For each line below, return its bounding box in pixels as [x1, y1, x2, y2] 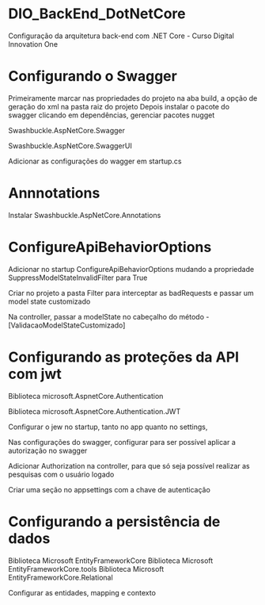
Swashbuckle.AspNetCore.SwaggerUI [8, 140, 132, 151]
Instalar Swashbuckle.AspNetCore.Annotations [8, 210, 161, 220]
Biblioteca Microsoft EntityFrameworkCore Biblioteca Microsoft [8, 556, 214, 565]
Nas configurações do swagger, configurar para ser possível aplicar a [8, 437, 236, 446]
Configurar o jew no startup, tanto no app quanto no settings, [8, 422, 208, 431]
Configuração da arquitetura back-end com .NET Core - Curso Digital [8, 31, 235, 40]
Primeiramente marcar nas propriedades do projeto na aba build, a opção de [8, 93, 258, 103]
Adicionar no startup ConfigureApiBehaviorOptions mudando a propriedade [8, 264, 255, 274]
